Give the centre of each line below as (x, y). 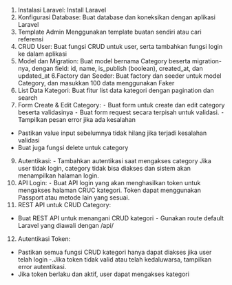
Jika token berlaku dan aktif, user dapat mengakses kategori (104, 274)
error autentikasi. (42, 267)
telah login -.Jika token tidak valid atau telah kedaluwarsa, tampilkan (115, 260)
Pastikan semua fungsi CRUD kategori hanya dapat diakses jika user (115, 252)
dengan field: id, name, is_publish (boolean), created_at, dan (117, 68)
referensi (31, 39)
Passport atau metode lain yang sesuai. (74, 198)
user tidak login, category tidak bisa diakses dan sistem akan (104, 168)
